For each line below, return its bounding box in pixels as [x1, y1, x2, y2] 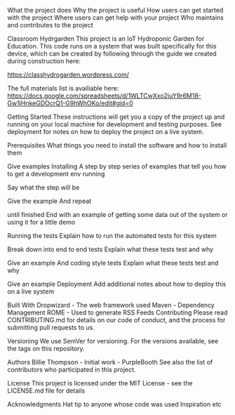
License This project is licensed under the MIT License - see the [7, 379, 193, 387]
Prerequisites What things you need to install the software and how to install [7, 141, 227, 150]
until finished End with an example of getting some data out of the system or [7, 211, 228, 218]
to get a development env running [7, 170, 105, 178]
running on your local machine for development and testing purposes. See [7, 120, 222, 129]
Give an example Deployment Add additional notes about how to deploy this [7, 280, 227, 288]
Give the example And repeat [7, 197, 92, 205]
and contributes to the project [7, 21, 93, 29]
